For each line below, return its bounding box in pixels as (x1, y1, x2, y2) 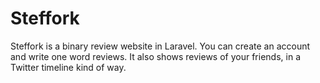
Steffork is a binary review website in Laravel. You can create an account (10, 40, 311, 52)
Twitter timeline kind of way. (10, 61, 127, 73)
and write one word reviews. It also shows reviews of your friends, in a (10, 50, 301, 62)
